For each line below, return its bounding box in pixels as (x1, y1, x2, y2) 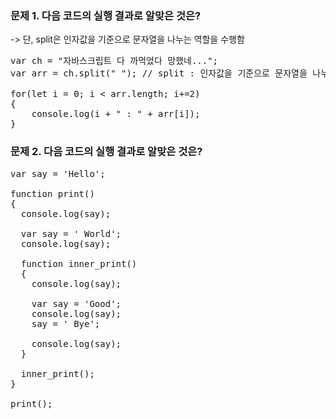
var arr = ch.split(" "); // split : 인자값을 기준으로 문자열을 (10, 68, 308, 79)
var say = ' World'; (20, 228, 122, 239)
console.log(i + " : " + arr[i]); (31, 108, 201, 120)
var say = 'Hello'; (10, 168, 106, 179)
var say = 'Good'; (31, 298, 122, 309)
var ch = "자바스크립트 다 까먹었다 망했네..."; (10, 55, 219, 67)
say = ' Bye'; (31, 318, 101, 329)
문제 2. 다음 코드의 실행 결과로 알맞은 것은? (10, 145, 203, 159)
